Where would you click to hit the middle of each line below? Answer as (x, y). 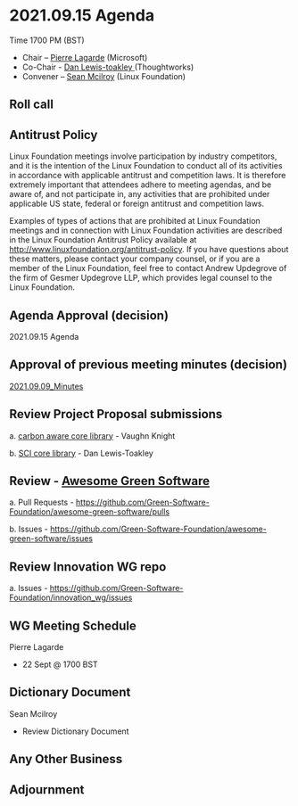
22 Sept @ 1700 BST (60, 664)
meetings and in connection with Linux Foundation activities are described (146, 230)
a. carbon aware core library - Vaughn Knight (92, 436)
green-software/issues (51, 539)
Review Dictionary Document (75, 731)
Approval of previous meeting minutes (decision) (149, 365)
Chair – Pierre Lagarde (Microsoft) (85, 57)
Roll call (31, 105)
